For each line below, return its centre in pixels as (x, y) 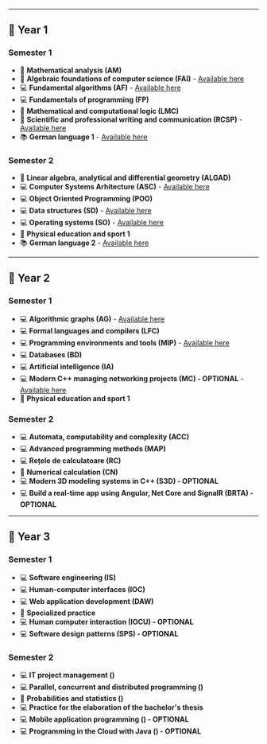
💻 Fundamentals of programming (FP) (84, 99)
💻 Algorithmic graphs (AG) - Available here (92, 318)
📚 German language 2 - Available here (84, 243)
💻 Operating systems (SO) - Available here (92, 222)
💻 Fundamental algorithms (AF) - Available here (100, 88)
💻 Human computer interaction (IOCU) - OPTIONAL (106, 621)
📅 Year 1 (28, 30)
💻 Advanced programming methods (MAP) (93, 448)
